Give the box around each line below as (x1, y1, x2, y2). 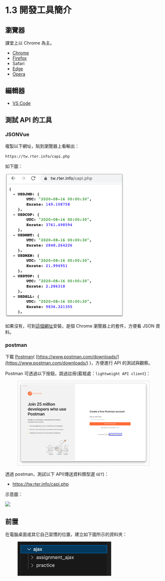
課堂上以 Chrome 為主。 (5, 40, 55, 46)
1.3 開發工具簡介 (5, 4, 72, 16)
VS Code (12, 100, 31, 106)
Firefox (12, 55, 27, 61)
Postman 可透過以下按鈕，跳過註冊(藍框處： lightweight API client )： (5, 370, 151, 376)
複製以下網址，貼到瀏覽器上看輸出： (5, 143, 80, 149)
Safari (12, 61, 25, 66)
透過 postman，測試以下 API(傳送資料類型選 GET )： (5, 471, 109, 477)
